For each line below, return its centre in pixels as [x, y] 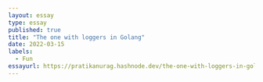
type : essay [27, 23]
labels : [21, 52]
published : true [34, 30]
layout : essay [31, 15]
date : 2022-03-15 [36, 45]
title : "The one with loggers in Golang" [77, 37]
